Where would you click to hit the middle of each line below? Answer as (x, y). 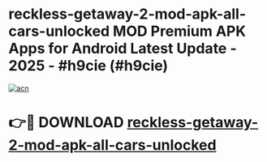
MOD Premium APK (179, 31)
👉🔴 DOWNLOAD (66, 123)
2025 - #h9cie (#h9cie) (88, 66)
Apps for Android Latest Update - (123, 49)
